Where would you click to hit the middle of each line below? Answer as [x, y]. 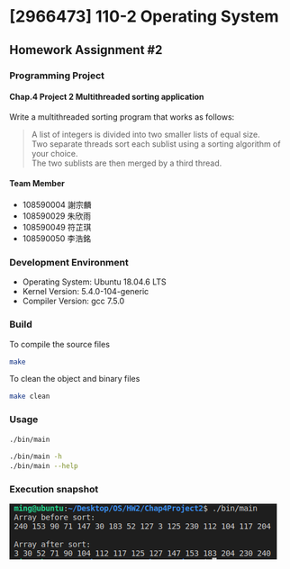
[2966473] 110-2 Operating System [144, 17]
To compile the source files [60, 344]
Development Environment [69, 262]
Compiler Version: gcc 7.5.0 [73, 301]
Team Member [37, 184]
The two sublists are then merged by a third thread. [127, 163]
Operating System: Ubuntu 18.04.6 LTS [94, 282]
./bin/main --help [44, 466]
